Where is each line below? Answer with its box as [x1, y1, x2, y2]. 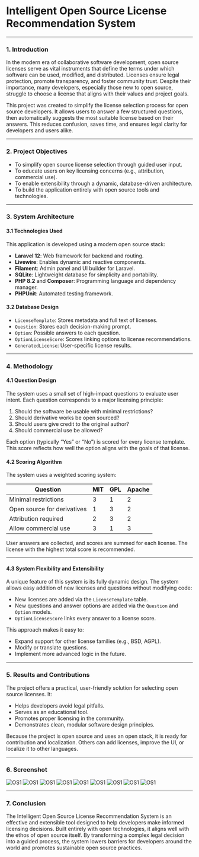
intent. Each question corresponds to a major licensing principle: [6, 396, 163, 403]
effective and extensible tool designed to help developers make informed [6, 819, 185, 826]
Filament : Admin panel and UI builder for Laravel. [14, 265, 135, 272]
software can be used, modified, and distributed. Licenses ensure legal [6, 71, 179, 78]
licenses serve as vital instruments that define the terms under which [6, 65, 175, 72]
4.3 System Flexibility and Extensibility [6, 565, 104, 572]
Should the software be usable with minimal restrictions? [14, 407, 153, 415]
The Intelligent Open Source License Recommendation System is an [6, 813, 172, 820]
